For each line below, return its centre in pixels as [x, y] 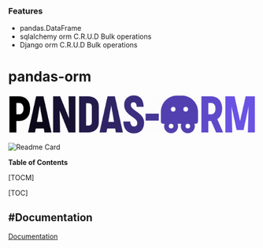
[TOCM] [21, 177]
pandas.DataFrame [50, 28]
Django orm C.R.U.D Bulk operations [78, 45]
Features [26, 11]
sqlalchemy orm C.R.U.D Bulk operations [85, 36]
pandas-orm [50, 77]
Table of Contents [38, 162]
